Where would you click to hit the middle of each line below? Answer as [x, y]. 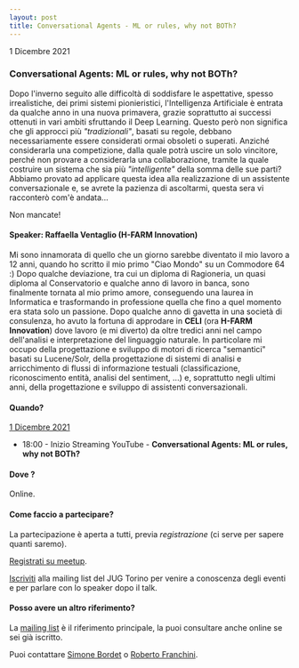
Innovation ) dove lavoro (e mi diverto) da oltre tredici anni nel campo [136, 330]
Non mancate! [35, 214]
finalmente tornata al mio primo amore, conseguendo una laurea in [131, 293]
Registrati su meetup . [48, 560]
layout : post [33, 17]
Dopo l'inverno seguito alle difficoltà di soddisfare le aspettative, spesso [141, 93]
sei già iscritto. [36, 637]
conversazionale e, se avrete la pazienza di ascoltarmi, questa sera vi [137, 188]
